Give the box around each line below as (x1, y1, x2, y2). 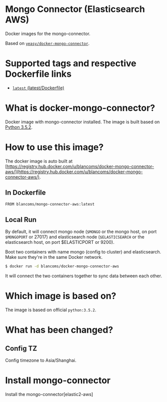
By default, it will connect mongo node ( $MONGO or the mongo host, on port (5, 228, 157, 235)
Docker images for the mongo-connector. (5, 30, 91, 36)
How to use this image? (5, 142, 104, 153)
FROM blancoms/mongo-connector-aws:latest (5, 201, 95, 206)
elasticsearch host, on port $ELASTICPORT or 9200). (5, 239, 115, 245)
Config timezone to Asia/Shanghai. (5, 358, 77, 364)
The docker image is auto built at (5, 158, 73, 164)
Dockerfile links (5, 68, 72, 80)
